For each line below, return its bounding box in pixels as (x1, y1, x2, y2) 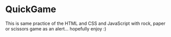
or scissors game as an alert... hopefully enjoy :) (5, 25, 107, 31)
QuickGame (5, 4, 56, 15)
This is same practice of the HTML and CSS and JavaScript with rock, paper (5, 20, 166, 26)
